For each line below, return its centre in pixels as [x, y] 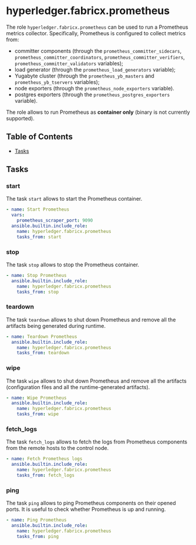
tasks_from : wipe [38, 414]
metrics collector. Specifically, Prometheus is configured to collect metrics [96, 33]
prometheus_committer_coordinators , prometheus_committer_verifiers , [99, 57]
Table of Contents [40, 137]
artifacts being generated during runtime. [56, 326]
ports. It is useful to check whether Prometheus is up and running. [86, 509]
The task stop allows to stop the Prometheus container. [73, 265]
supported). [21, 118]
